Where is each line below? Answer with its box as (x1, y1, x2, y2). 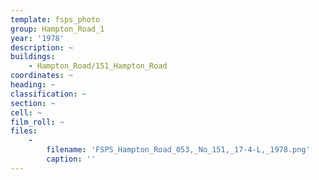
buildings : (10, 52, 56, 62)
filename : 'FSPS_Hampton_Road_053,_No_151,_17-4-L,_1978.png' (46, 145, 311, 155)
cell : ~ (10, 107, 43, 118)
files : (10, 126, 38, 136)
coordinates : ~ (10, 71, 74, 81)
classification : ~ (10, 89, 87, 99)
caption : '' (46, 154, 97, 164)
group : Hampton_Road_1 (10, 24, 105, 34)
